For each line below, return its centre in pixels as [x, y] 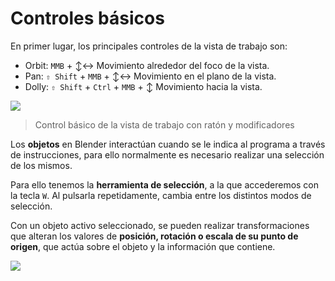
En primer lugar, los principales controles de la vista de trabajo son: [149, 46]
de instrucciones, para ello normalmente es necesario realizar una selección [167, 154]
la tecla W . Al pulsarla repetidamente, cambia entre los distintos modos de [161, 195]
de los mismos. [41, 165]
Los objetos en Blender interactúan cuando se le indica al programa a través [168, 144]
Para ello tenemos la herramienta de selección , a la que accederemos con [165, 184]
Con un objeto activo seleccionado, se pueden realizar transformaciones [160, 225]
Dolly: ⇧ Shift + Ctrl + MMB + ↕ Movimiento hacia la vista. [143, 86]
